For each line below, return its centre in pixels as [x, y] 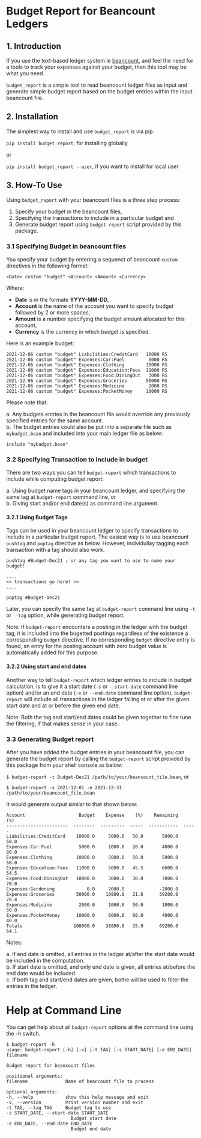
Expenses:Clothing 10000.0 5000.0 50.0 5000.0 [92, 857]
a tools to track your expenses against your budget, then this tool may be [97, 67]
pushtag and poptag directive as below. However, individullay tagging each [97, 543]
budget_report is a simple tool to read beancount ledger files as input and [97, 85]
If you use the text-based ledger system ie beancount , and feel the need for [100, 61]
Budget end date [91, 1129]
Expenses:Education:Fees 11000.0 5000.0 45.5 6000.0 [92, 868]
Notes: [14, 942]
